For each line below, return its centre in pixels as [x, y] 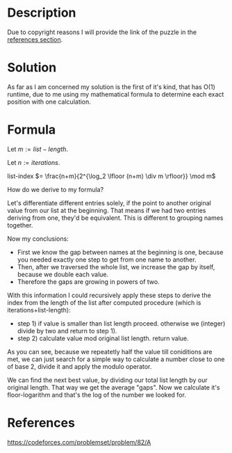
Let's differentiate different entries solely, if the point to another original [109, 202]
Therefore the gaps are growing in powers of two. [88, 281]
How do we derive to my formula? [56, 189]
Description [42, 13]
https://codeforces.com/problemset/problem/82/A [79, 442]
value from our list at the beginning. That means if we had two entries [107, 210]
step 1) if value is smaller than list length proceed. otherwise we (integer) [121, 323]
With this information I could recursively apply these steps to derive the [109, 295]
